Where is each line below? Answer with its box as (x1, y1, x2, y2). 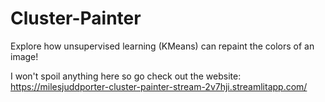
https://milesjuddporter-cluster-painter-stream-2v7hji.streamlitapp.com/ (10, 80, 308, 92)
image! (10, 50, 39, 62)
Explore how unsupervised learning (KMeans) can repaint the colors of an (10, 40, 315, 52)
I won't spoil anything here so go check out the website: (10, 70, 242, 82)
